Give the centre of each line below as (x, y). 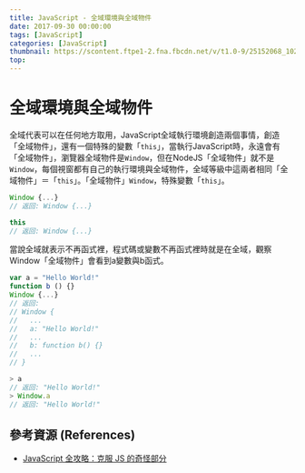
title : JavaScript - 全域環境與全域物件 (81, 18)
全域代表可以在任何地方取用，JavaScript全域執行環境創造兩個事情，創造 (145, 135)
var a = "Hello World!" (54, 278)
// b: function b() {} (56, 346)
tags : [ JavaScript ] (46, 35)
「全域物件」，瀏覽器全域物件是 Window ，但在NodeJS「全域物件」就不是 (142, 157)
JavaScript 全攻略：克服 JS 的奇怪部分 (94, 458)
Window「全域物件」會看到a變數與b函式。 (89, 261)
